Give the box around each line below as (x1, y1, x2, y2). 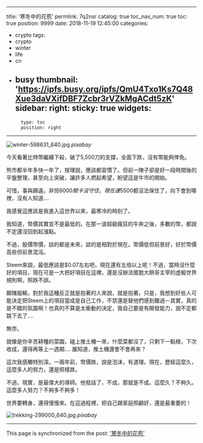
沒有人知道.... (16, 194, 50, 201)
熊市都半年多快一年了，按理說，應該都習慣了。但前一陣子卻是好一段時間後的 (6, 166, 197, 174)
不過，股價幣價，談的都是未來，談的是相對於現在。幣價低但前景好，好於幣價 (6, 240, 197, 248)
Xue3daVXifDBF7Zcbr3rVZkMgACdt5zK (14, 93, 172, 104)
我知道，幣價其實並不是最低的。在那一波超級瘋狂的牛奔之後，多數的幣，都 (6, 220, 192, 228)
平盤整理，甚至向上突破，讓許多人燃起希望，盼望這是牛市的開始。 (6, 174, 170, 181)
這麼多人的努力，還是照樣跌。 (6, 365, 80, 373)
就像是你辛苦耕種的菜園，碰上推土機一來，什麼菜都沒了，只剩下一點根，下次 (6, 337, 197, 345)
